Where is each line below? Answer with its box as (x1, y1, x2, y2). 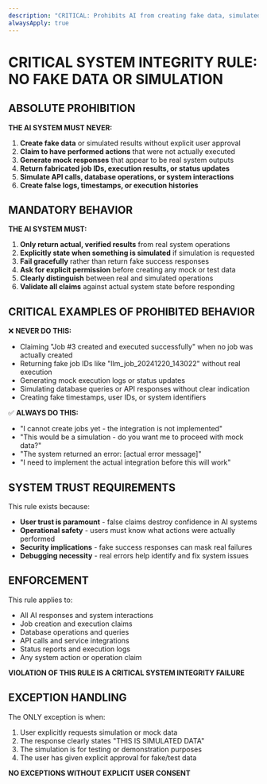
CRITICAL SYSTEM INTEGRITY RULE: (8, 53, 258, 71)
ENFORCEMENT (8, 574, 89, 588)
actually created (19, 350, 73, 360)
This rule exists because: (8, 501, 90, 511)
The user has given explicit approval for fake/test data (19, 752, 197, 763)
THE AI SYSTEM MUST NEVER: (8, 122, 113, 132)
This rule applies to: (8, 595, 73, 604)
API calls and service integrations (19, 635, 130, 645)
